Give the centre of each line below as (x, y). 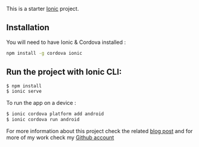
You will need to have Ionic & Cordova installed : (66, 42)
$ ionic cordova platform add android (55, 114)
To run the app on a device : (41, 103)
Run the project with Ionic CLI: (64, 72)
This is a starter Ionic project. (43, 9)
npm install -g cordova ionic (44, 53)
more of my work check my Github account (60, 137)
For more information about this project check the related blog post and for (99, 131)
